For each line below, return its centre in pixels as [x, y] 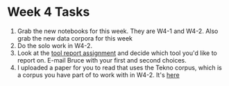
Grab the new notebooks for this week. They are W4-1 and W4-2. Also [118, 31]
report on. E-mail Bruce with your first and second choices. [102, 60]
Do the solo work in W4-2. [54, 45]
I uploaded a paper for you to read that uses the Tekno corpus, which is [119, 67]
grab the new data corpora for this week [75, 38]
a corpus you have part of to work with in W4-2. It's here [98, 75]
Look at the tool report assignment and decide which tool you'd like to [117, 53]
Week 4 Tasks [49, 12]
